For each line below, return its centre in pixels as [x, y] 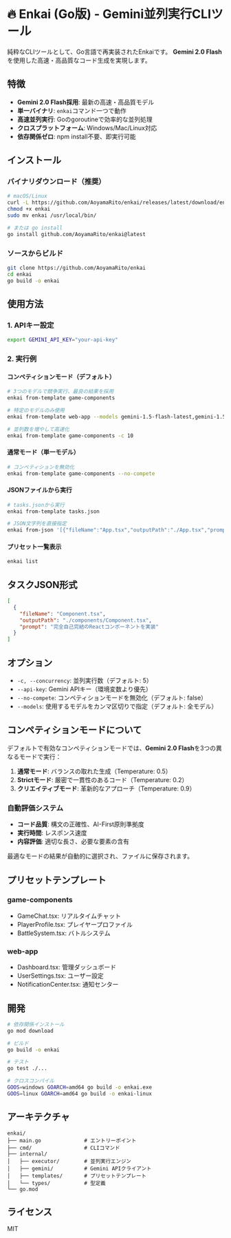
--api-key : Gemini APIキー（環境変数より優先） [85, 689]
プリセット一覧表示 [34, 546]
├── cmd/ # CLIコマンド [64, 1148]
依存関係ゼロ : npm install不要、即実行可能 [76, 136]
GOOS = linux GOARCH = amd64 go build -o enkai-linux [80, 1093]
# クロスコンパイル [31, 1081]
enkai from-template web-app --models [63, 417]
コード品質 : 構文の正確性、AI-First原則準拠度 [80, 824]
